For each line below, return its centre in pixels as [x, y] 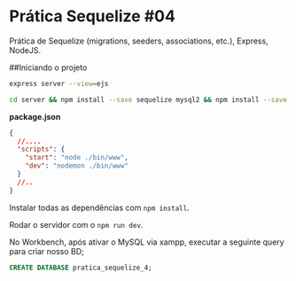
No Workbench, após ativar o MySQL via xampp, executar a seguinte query [147, 242]
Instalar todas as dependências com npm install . [99, 207]
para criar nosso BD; [47, 251]
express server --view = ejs [59, 83]
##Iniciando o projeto [48, 67]
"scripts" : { [41, 149]
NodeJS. [25, 50]
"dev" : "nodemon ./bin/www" [77, 166]
